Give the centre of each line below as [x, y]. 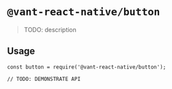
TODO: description [50, 29]
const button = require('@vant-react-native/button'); [87, 67]
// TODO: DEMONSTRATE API [44, 79]
